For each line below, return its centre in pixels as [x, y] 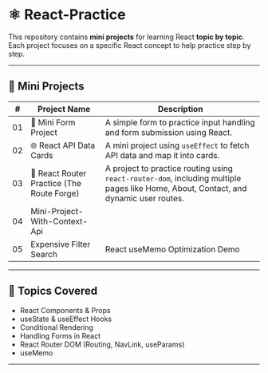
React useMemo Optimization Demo [173, 249]
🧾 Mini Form [53, 122]
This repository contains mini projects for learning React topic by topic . [126, 37]
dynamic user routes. [145, 198]
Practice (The [56, 183]
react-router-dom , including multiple [173, 178]
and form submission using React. [169, 132]
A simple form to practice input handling [180, 122]
